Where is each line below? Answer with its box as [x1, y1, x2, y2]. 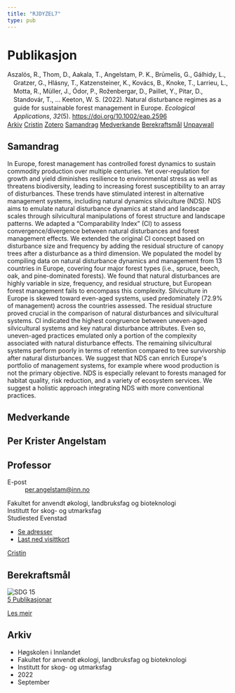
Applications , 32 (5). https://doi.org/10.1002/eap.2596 [13, 112, 167, 120]
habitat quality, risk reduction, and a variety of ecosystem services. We [7, 376, 213, 384]
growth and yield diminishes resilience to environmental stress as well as [7, 174, 217, 183]
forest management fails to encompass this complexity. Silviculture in [7, 286, 208, 295]
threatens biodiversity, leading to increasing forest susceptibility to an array [7, 182, 226, 190]
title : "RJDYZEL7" [7, 10, 61, 18]
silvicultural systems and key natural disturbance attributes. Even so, [7, 324, 206, 332]
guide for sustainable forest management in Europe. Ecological [13, 103, 195, 112]
